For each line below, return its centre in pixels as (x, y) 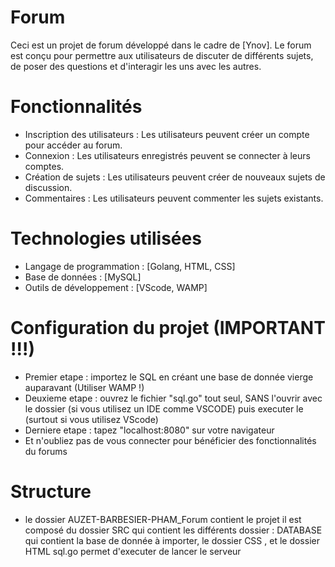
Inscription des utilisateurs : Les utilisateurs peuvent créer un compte (167, 134)
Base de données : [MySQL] (83, 277)
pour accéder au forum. (73, 145)
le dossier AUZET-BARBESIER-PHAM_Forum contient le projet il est (163, 519)
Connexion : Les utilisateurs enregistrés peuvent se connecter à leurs (167, 155)
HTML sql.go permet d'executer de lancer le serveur (133, 551)
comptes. (44, 166)
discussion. (48, 187)
